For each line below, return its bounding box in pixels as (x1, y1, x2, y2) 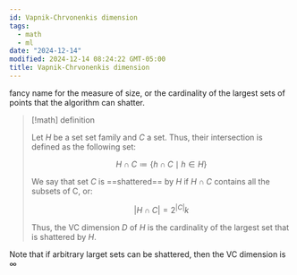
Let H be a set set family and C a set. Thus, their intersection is (30, 132, 263, 142)
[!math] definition (30, 114, 96, 125)
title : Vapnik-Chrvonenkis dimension (9, 64, 150, 73)
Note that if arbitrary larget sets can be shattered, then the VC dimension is (9, 248, 286, 260)
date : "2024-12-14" (9, 47, 82, 56)
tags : (9, 21, 30, 30)
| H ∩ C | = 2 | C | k (133, 202, 190, 215)
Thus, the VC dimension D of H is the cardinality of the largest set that (30, 221, 290, 233)
